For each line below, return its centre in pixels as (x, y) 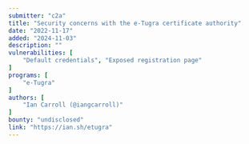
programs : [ (28, 75)
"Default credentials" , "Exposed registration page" (112, 61)
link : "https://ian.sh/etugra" (60, 127)
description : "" (35, 46)
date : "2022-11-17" (41, 30)
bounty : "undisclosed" (46, 120)
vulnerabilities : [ (41, 53)
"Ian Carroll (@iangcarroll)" (73, 105)
